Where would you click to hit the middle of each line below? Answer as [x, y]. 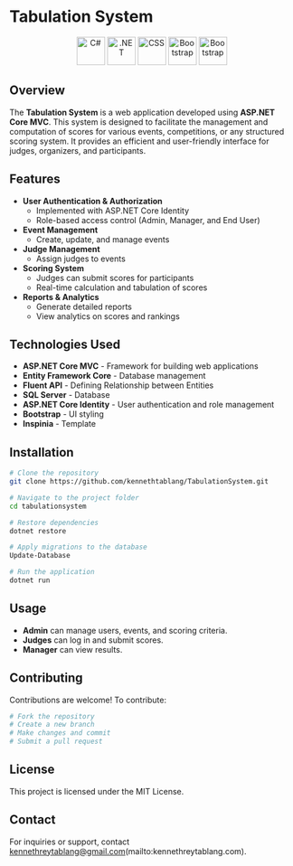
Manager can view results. [72, 649]
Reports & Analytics [61, 297]
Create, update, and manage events [103, 239]
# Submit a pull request [56, 742]
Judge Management [61, 249]
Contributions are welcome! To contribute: [88, 700]
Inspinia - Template [59, 424]
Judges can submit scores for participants [115, 278]
